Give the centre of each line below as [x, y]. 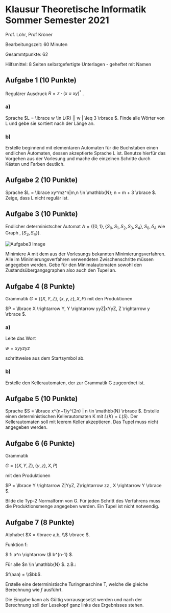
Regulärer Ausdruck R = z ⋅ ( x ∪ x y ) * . [45, 93]
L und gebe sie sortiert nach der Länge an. [50, 123]
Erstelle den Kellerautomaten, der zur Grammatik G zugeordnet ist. [75, 383]
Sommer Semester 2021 [57, 20]
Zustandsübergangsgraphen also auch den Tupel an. [61, 270]
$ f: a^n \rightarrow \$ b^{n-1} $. [39, 555]
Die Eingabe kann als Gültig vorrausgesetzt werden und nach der [74, 600]
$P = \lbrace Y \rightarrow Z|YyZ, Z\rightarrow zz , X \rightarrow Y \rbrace [83, 486]
